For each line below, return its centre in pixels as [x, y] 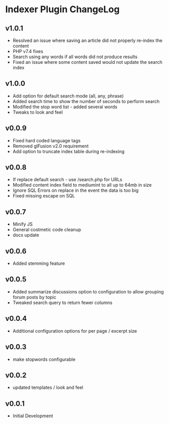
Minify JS [23, 224]
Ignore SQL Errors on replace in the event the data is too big [76, 190]
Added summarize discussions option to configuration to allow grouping [88, 291]
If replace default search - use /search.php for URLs [67, 180]
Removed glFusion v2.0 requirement [51, 146]
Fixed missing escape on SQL [44, 196]
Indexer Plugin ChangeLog [62, 9]
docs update [26, 235]
